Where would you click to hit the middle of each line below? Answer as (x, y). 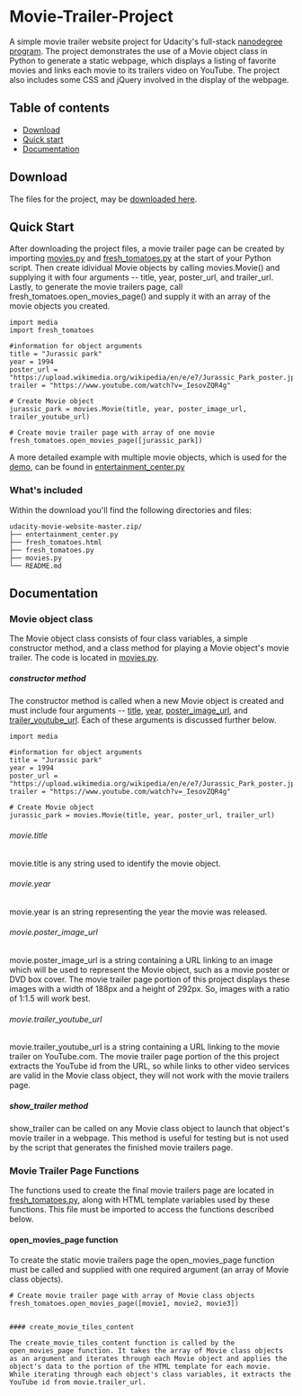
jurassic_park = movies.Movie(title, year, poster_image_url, (128, 410)
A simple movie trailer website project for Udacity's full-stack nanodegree (146, 41)
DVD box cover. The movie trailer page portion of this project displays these (150, 979)
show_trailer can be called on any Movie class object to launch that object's (150, 1129)
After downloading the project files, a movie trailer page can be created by (147, 248)
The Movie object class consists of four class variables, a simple (129, 639)
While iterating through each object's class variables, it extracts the (151, 1374)
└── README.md (36, 566)
